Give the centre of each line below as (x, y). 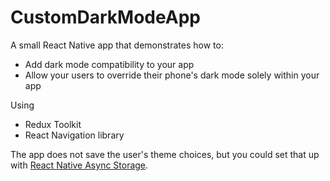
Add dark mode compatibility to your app (109, 64)
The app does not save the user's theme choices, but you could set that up (165, 154)
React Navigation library (74, 135)
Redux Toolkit (53, 124)
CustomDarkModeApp (105, 17)
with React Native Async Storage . (79, 165)
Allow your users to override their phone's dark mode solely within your (172, 75)
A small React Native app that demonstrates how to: (117, 45)
